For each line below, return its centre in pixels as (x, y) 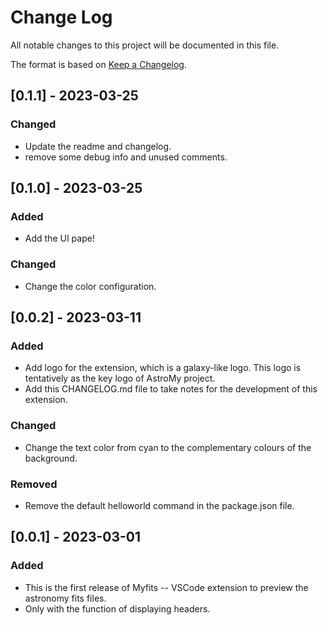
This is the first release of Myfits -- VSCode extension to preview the (166, 587)
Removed (34, 484)
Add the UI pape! (59, 238)
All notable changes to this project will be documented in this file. (145, 45)
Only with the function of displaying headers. (117, 608)
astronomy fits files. (65, 598)
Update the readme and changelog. (98, 146)
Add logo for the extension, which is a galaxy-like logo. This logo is (163, 368)
